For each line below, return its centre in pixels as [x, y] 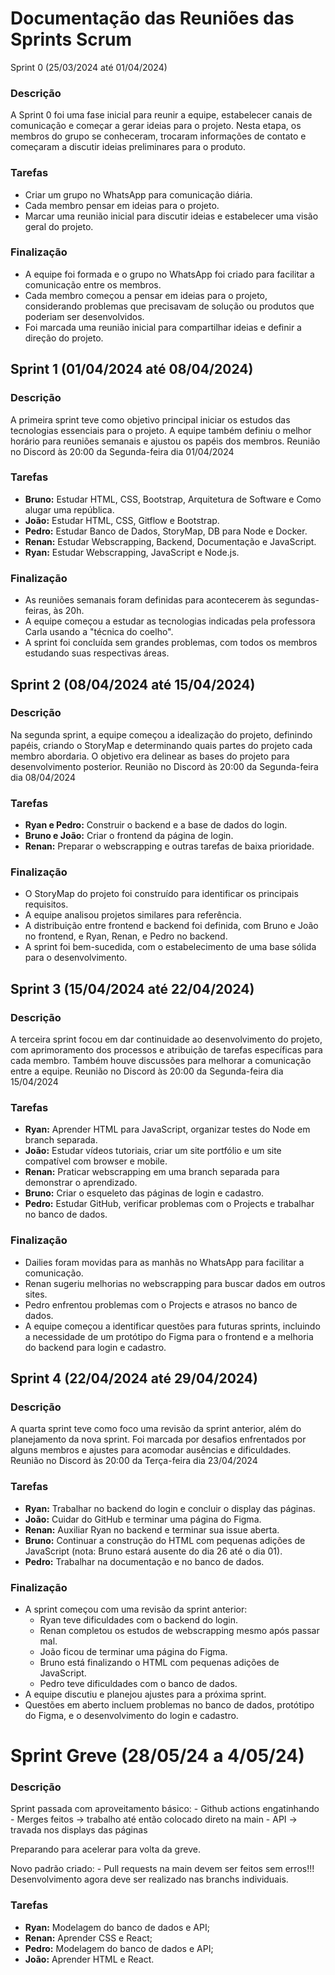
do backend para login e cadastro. [95, 1347]
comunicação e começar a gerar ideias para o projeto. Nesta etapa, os [156, 126]
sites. [36, 1294]
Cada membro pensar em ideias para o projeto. [122, 205]
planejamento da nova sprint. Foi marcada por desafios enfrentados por [158, 1439]
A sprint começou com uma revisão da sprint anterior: [136, 1609]
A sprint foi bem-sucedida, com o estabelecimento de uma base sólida [170, 947]
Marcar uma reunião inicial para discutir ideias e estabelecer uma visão [171, 216]
